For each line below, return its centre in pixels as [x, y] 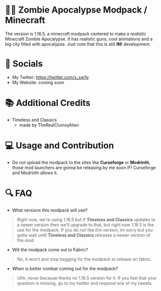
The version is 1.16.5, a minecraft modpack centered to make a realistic [76, 34]
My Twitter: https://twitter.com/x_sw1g [50, 77]
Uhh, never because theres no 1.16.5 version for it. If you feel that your [87, 278]
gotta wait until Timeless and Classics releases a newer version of [84, 235]
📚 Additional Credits [48, 103]
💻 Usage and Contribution [59, 145]
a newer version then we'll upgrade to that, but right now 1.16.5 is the [85, 225]
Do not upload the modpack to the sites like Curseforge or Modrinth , [81, 162]
